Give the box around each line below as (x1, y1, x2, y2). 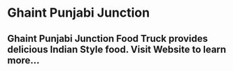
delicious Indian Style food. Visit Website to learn (7, 43, 227, 55)
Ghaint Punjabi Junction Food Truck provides (7, 33, 209, 45)
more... (7, 54, 40, 66)
